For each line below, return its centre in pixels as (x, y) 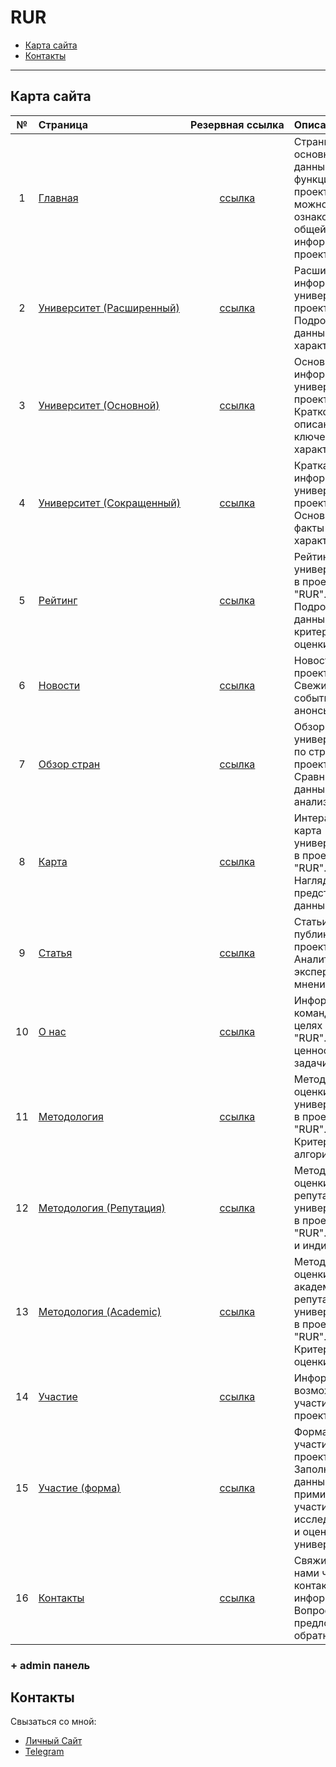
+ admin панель (50, 1665)
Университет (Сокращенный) (110, 503)
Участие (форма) (80, 1488)
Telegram (44, 1752)
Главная (58, 198)
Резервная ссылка (237, 124)
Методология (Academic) (100, 1311)
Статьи (310, 921)
